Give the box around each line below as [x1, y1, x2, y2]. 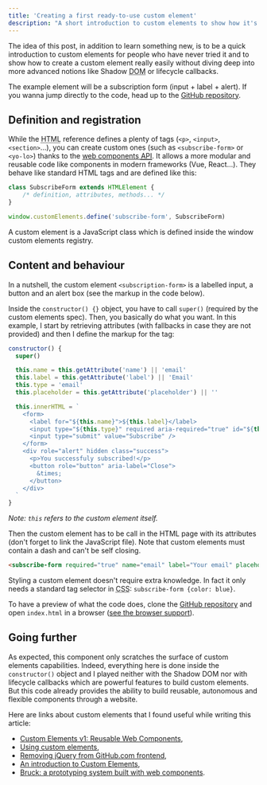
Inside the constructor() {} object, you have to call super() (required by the [8, 303, 258, 313]
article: [8, 718, 31, 728]
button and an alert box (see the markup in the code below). [8, 288, 205, 298]
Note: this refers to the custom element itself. [8, 514, 158, 523]
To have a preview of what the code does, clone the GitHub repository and [8, 599, 253, 609]
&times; [37, 469, 62, 478]
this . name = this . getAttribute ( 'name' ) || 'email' [15, 366, 187, 374]
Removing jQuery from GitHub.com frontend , [19, 750, 167, 760]
